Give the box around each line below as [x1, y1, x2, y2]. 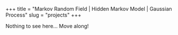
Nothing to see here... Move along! [5, 23, 89, 29]
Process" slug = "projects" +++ [5, 11, 81, 18]
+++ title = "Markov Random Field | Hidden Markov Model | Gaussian [5, 6, 172, 12]
